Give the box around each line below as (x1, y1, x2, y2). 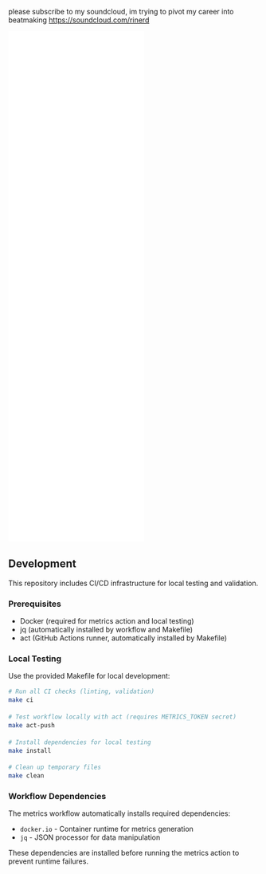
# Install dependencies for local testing (8, 738, 151, 746)
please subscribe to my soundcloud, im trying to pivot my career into (8, 7, 234, 16)
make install (8, 746, 52, 754)
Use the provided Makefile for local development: (8, 671, 170, 681)
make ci (8, 696, 34, 704)
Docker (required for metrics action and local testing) (19, 616, 194, 626)
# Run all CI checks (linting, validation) (8, 687, 155, 696)
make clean (8, 772, 45, 780)
